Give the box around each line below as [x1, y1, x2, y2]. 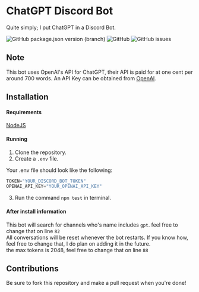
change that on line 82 [6, 227, 61, 234]
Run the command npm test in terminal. [14, 194, 111, 202]
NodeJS [6, 122, 26, 129]
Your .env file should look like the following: [6, 167, 113, 174]
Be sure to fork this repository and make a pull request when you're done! [6, 280, 187, 287]
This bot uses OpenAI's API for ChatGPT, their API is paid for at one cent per [6, 68, 193, 76]
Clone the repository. [14, 149, 67, 156]
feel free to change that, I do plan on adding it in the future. [6, 240, 151, 247]
